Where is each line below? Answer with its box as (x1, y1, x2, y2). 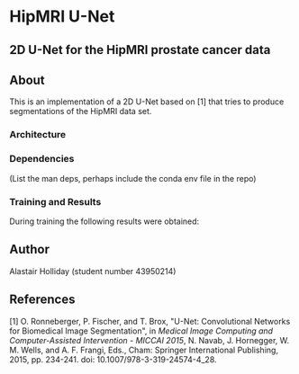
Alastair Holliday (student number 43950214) (9, 265, 177, 276)
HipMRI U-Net (9, 6, 115, 27)
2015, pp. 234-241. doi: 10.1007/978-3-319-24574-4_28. (9, 353, 218, 365)
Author (9, 242, 50, 257)
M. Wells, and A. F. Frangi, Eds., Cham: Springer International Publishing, (9, 344, 279, 355)
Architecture (9, 129, 67, 141)
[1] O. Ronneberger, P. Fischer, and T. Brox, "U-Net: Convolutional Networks (9, 316, 291, 326)
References (9, 292, 76, 307)
